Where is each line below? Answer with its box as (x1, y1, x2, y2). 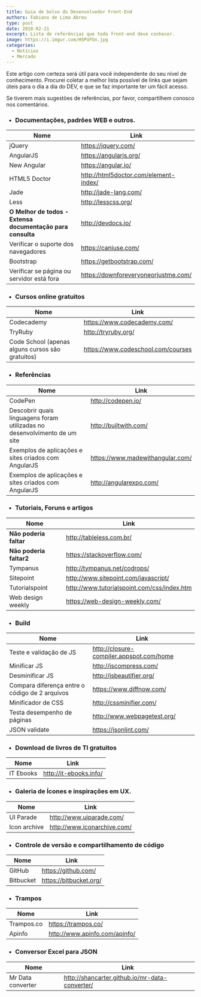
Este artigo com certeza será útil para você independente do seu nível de (6, 70, 187, 77)
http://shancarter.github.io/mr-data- (63, 973, 167, 981)
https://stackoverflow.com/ (65, 550, 142, 559)
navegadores (9, 247, 46, 255)
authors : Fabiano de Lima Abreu (6, 14, 87, 20)
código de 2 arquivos (9, 689, 69, 697)
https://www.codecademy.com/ (83, 318, 173, 326)
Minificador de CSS (9, 698, 64, 707)
